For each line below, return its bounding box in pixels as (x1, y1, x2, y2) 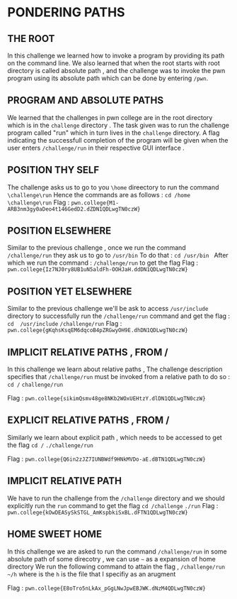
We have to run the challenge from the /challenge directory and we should (7, 494, 225, 502)
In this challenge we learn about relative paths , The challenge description (7, 365, 223, 373)
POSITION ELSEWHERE (7, 225, 112, 237)
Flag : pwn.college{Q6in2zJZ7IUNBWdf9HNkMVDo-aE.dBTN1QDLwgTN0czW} (7, 454, 207, 463)
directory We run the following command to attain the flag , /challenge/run (7, 562, 225, 571)
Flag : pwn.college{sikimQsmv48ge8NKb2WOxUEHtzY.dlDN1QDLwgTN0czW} (7, 394, 207, 402)
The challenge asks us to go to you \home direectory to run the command (7, 182, 219, 192)
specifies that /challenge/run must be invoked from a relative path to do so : (7, 373, 231, 381)
